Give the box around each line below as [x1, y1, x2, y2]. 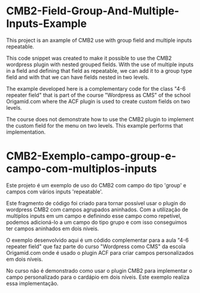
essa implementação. [6, 279, 59, 287]
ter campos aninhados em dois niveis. [6, 225, 99, 232]
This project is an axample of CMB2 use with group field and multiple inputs [6, 36, 192, 44]
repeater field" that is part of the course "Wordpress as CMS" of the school [6, 91, 191, 98]
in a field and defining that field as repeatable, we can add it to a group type [6, 67, 192, 74]
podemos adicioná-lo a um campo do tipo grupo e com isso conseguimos [6, 218, 187, 226]
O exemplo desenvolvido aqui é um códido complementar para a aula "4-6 [6, 236, 189, 243]
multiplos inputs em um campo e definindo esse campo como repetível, [6, 212, 182, 219]
